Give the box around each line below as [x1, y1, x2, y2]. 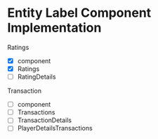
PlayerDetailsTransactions [17, 124, 93, 133]
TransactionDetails [17, 116, 72, 124]
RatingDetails [17, 72, 56, 81]
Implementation [7, 20, 102, 36]
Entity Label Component [7, 5, 152, 21]
